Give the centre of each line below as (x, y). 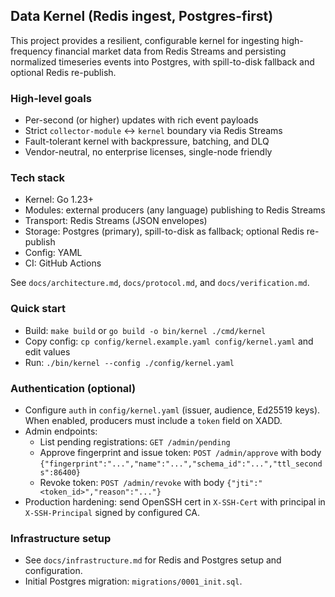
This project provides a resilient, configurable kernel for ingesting (145, 40)
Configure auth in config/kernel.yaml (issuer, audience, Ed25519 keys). (172, 410)
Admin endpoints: (61, 431)
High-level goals (51, 98)
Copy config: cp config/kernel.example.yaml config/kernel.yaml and (169, 341)
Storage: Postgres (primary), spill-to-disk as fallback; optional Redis (164, 231)
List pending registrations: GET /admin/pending (135, 442)
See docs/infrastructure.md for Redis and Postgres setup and (153, 560)
